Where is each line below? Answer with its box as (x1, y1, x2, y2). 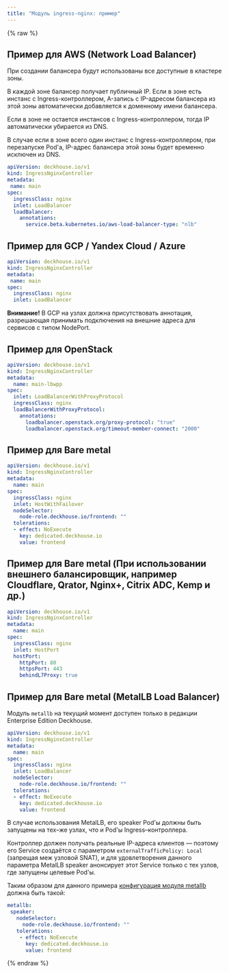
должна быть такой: (7, 889, 66, 897)
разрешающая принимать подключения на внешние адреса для (7, 316, 196, 324)
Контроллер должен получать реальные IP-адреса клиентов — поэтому (7, 839, 219, 848)
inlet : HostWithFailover (13, 501, 84, 507)
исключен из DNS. (7, 150, 61, 158)
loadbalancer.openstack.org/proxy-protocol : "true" (25, 419, 176, 426)
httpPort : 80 (19, 659, 57, 666)
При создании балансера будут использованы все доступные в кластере (7, 67, 222, 75)
